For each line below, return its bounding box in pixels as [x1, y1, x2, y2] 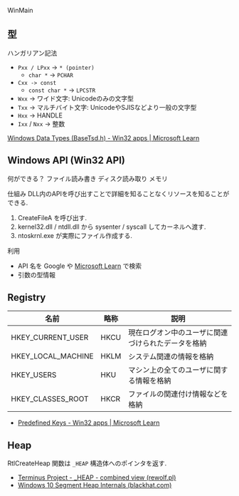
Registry [7, 291, 46, 304]
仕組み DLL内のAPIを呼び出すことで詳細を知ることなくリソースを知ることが [7, 189, 230, 198]
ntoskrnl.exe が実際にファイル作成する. [17, 231, 133, 239]
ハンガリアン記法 [7, 48, 58, 57]
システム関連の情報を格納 [127, 352, 214, 362]
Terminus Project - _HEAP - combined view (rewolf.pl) [17, 473, 176, 482]
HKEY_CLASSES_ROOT [11, 394, 89, 404]
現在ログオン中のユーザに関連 [127, 328, 228, 338]
